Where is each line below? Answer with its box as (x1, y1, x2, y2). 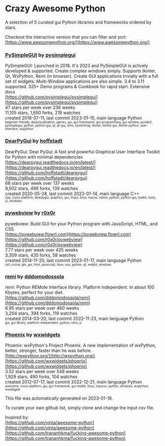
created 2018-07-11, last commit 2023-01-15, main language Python (5, 115, 142, 121)
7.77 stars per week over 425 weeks (5, 247, 79, 253)
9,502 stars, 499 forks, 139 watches (5, 185, 78, 191)
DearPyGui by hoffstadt (5, 137, 63, 144)
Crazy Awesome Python (5, 3, 106, 14)
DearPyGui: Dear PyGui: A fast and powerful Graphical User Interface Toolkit (5, 149, 160, 155)
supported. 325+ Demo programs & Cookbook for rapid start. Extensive (5, 84, 150, 90)
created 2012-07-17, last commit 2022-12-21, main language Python (5, 379, 142, 385)
